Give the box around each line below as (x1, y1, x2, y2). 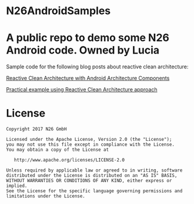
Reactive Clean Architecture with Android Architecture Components (6, 75, 170, 82)
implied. (6, 183, 28, 189)
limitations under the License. (6, 193, 85, 199)
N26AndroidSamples (6, 4, 111, 18)
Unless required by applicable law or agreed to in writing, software (6, 167, 183, 173)
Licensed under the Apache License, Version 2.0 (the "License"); (6, 137, 172, 143)
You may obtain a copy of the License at (6, 147, 109, 153)
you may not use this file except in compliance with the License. (6, 142, 175, 148)
